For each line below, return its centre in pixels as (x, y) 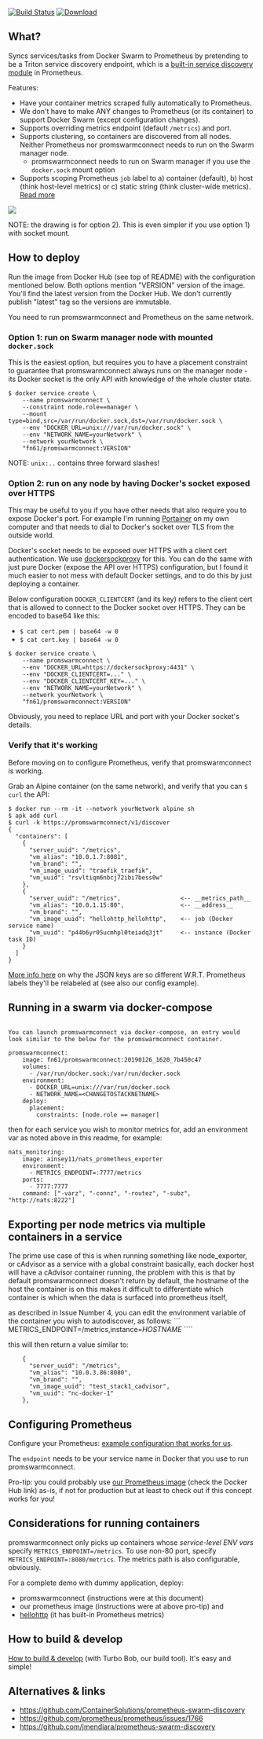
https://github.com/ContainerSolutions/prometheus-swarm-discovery (132, 1710)
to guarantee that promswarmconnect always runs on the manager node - (128, 370)
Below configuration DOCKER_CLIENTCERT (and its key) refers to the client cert (130, 599)
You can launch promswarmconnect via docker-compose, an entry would (124, 1033)
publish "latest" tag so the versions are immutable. (89, 302)
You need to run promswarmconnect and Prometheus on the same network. (131, 317)
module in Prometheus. (46, 72)
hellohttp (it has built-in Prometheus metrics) (92, 1614)
